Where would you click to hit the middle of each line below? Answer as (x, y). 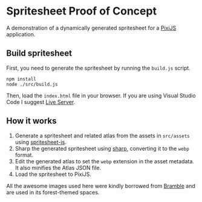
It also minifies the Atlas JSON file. (58, 168)
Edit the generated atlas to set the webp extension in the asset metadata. (105, 161)
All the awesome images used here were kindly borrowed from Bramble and (101, 186)
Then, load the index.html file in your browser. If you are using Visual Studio (101, 96)
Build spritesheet (39, 54)
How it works (31, 121)
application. (21, 34)
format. (24, 155)
